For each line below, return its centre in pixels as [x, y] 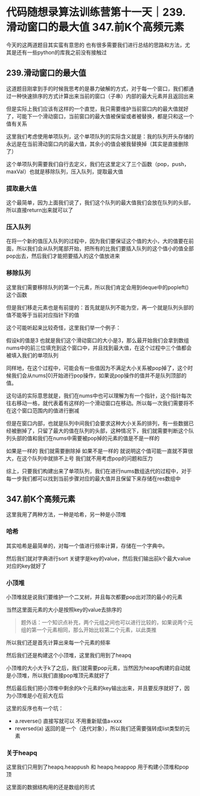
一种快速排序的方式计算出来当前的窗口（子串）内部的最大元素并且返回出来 [102, 96]
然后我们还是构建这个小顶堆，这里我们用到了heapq [69, 656]
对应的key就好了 [26, 566]
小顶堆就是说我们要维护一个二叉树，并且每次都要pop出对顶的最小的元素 [94, 597]
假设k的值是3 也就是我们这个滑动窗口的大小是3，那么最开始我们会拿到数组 [98, 340]
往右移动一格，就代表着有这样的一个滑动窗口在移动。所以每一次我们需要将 [97, 403]
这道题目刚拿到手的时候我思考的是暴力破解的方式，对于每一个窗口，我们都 [97, 88]
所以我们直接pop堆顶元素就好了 [71, 675]
